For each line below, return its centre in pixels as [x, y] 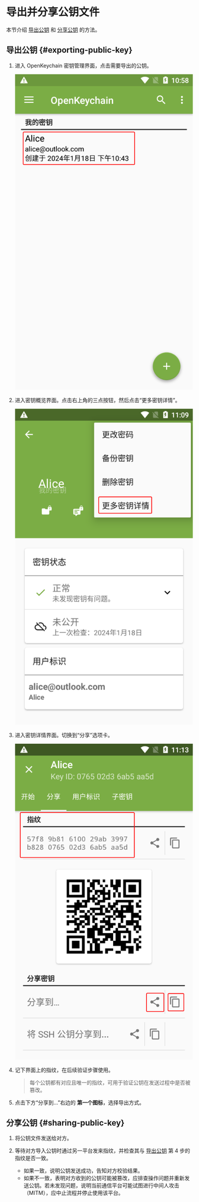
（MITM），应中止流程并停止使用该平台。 [73, 1193]
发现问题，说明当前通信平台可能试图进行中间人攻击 [117, 1185]
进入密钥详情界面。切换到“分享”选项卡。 [64, 735]
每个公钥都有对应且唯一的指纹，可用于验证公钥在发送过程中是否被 [110, 1082]
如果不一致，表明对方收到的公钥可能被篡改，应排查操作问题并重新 [104, 1178]
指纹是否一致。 [33, 1158]
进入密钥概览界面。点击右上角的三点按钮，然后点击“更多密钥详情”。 [97, 400]
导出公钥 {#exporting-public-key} [69, 50]
